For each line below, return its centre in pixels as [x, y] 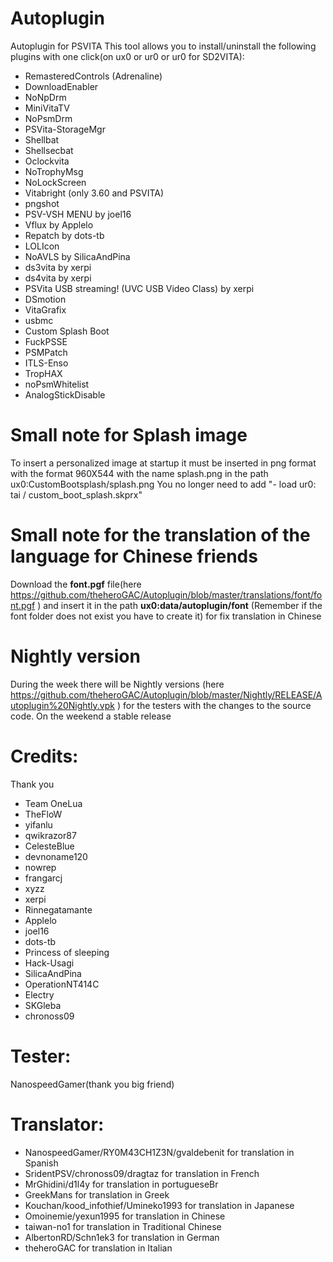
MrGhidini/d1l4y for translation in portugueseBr [121, 1184]
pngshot [42, 203]
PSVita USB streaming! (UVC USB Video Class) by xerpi [139, 288]
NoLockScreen [55, 182]
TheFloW [43, 814]
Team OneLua [53, 803]
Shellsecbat [49, 150]
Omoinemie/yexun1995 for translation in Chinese [125, 1216]
